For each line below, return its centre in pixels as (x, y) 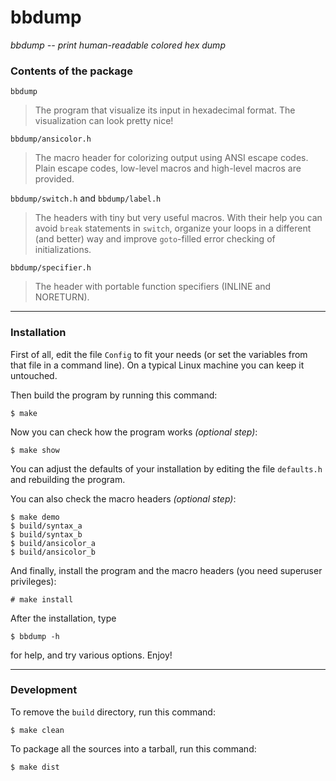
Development (44, 690)
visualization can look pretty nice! (104, 121)
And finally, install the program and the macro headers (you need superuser (166, 570)
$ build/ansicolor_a (53, 543)
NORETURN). (62, 297)
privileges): (33, 581)
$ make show (35, 450)
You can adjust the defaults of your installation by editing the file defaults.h (166, 468)
